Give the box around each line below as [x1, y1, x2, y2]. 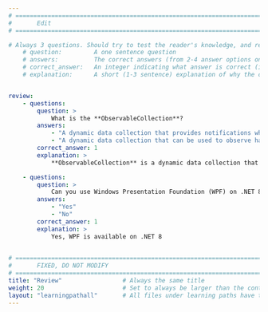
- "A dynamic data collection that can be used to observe [50, 136, 251, 144]
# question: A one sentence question [22, 49, 177, 57]
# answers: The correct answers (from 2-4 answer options [22, 56, 251, 64]
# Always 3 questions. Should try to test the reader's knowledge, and [8, 41, 251, 49]
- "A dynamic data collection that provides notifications [50, 129, 251, 137]
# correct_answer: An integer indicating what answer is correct [22, 63, 251, 72]
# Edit [8, 19, 52, 27]
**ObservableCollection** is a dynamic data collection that [50, 159, 259, 167]
